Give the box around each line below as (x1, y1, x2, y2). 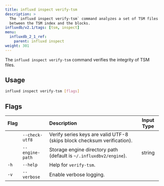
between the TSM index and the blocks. (9, 20, 91, 26)
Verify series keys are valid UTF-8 (49, 131, 128, 138)
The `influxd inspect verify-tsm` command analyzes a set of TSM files (9, 16, 159, 21)
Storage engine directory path (49, 147, 118, 153)
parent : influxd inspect (14, 39, 64, 44)
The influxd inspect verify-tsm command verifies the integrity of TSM (5, 56, 150, 62)
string (141, 149, 155, 156)
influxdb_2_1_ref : (9, 35, 47, 39)
